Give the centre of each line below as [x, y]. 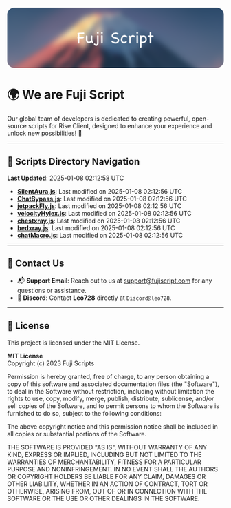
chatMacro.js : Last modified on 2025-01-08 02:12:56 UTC [100, 236]
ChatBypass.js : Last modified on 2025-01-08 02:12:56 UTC [102, 199]
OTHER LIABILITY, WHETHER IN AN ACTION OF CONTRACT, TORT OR [107, 484]
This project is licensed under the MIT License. [74, 343]
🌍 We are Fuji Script [66, 95]
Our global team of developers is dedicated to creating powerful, [99, 119]
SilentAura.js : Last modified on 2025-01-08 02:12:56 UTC [99, 192]
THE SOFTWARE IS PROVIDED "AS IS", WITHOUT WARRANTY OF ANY [107, 447]
